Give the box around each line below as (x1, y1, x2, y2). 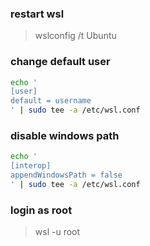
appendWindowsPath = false (10, 170, 123, 181)
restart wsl (10, 7, 65, 21)
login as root (10, 203, 73, 217)
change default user (10, 55, 111, 69)
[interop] (10, 161, 52, 171)
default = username (10, 96, 92, 106)
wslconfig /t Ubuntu (34, 30, 117, 42)
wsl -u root (34, 226, 81, 238)
